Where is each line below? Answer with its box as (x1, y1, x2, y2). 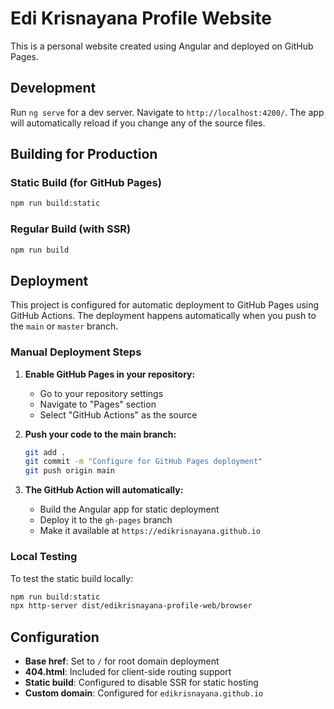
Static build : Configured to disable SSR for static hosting (24, 677, 259, 689)
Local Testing (10, 550, 78, 564)
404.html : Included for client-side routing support (24, 666, 232, 678)
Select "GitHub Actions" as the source (39, 408, 198, 421)
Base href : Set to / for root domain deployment (24, 655, 220, 667)
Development (10, 80, 97, 97)
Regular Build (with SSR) (10, 222, 132, 236)
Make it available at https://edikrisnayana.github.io (39, 525, 261, 537)
